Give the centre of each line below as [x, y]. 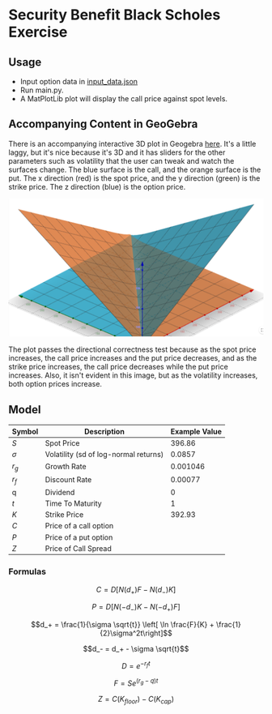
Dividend [60, 492]
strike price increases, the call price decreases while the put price [118, 367]
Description [104, 431]
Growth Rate [66, 467]
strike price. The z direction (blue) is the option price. [97, 186]
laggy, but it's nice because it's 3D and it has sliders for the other [117, 152]
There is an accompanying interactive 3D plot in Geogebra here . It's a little [132, 143]
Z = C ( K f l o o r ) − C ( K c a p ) [136, 700]
